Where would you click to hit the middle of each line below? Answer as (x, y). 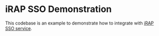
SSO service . (19, 28)
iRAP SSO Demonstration (58, 9)
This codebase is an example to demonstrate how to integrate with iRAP (79, 23)
